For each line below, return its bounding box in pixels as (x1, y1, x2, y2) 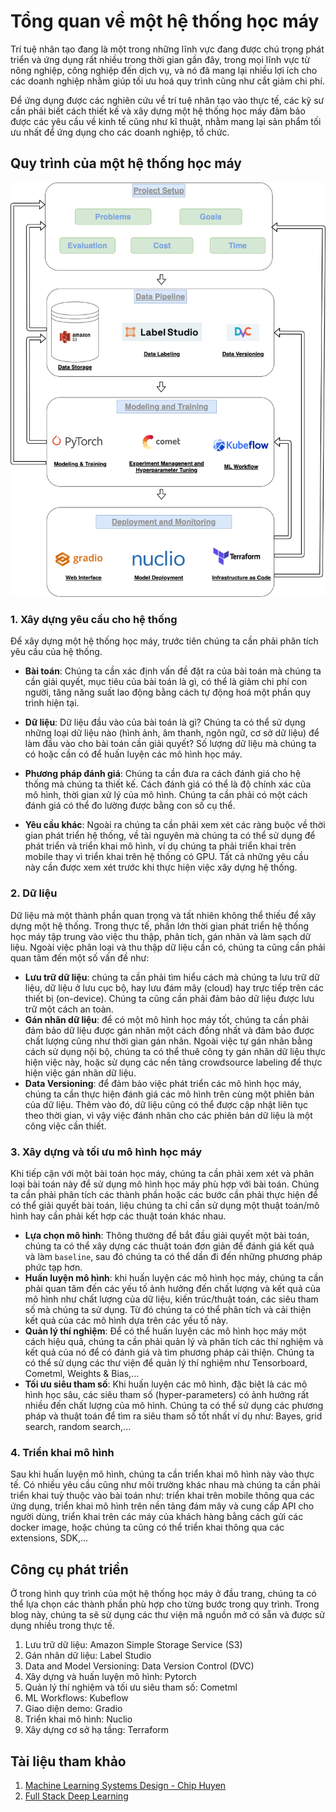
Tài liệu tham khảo (10, 1753, 127, 1770)
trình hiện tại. (24, 697, 80, 709)
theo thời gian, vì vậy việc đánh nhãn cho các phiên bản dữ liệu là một (24, 1109, 313, 1121)
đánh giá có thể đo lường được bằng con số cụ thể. (24, 800, 236, 812)
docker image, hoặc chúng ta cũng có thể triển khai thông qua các (10, 1521, 285, 1534)
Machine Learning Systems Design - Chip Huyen (24, 1779, 227, 1791)
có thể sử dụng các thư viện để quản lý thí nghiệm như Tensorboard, (24, 1357, 308, 1369)
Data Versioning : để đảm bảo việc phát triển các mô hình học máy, (24, 1077, 302, 1089)
